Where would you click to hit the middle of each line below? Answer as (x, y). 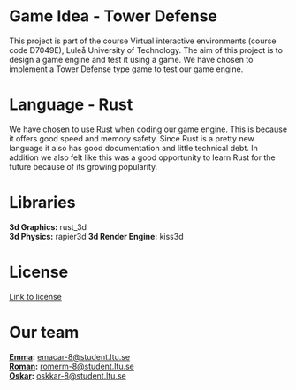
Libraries (42, 203)
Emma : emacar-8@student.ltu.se (70, 356)
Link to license (35, 296)
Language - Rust (71, 105)
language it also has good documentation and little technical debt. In (134, 148)
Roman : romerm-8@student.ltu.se (72, 366)
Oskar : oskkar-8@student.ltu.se (68, 375)
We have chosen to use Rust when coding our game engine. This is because (148, 129)
